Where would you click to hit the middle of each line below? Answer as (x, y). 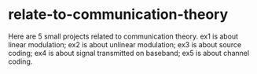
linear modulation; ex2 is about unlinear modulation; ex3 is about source (125, 44)
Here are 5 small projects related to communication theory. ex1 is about (123, 36)
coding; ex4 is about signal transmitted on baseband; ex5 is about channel (129, 53)
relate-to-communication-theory (118, 15)
